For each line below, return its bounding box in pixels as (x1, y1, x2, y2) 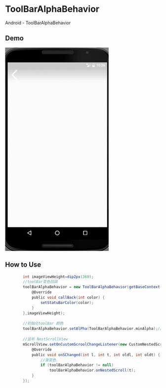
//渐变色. (40, 357, 58, 362)
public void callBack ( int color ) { (31, 295, 105, 300)
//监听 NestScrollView (23, 337, 68, 342)
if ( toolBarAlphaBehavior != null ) (40, 363, 114, 368)
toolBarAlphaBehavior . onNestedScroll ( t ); (49, 368, 136, 373)
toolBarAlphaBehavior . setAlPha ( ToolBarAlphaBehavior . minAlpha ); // (23, 326, 163, 331)
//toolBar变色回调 (23, 279, 58, 284)
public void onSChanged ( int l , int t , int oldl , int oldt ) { (31, 352, 161, 357)
